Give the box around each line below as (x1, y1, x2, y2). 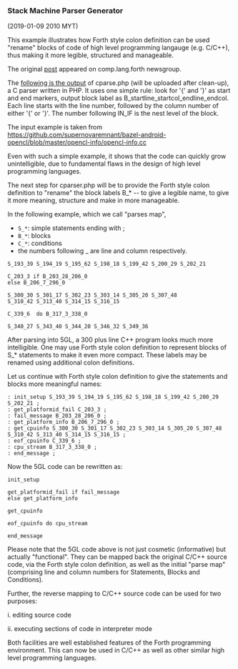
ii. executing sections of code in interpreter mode (7, 625, 152, 633)
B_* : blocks (17, 232, 51, 240)
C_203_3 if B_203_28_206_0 (7, 273, 88, 280)
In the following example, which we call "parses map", (7, 210, 167, 219)
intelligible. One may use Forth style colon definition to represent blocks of (7, 343, 227, 352)
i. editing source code (7, 610, 71, 620)
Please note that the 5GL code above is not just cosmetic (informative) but (7, 545, 227, 554)
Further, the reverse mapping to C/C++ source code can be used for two (7, 589, 222, 598)
